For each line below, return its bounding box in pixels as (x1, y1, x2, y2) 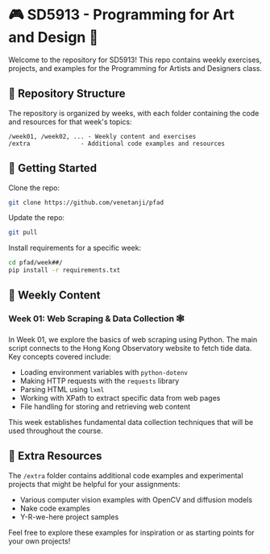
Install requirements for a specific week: (8, 243, 142, 253)
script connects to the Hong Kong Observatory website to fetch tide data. (8, 343, 252, 352)
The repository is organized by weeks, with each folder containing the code (8, 108, 260, 118)
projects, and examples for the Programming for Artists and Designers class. (8, 63, 263, 73)
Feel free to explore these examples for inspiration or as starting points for (8, 527, 255, 537)
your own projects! (8, 536, 71, 546)
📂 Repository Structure (8, 87, 126, 101)
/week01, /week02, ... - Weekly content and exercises (8, 132, 197, 140)
